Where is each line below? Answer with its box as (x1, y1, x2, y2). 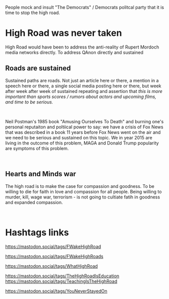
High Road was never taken (5, 27, 122, 39)
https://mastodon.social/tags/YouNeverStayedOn (5, 288, 107, 294)
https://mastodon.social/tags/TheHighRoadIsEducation (5, 273, 120, 279)
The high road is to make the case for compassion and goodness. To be (5, 183, 155, 189)
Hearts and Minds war (5, 170, 77, 178)
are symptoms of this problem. (5, 145, 69, 151)
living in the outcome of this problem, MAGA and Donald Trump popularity (5, 140, 159, 146)
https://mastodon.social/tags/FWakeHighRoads (5, 253, 103, 259)
